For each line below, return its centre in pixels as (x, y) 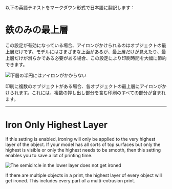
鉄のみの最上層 (37, 30)
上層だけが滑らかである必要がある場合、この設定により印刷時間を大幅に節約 (86, 58)
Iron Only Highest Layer (57, 125)
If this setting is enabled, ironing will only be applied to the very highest (80, 139)
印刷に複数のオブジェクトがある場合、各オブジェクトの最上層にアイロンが (84, 86)
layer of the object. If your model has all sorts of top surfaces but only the (83, 144)
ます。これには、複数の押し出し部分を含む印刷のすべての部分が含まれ (92, 92)
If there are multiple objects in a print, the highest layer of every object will (84, 175)
